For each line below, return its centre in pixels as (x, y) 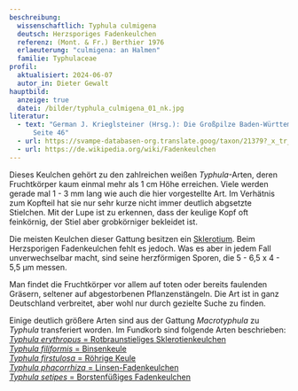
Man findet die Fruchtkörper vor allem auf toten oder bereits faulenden (138, 284)
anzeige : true (43, 100)
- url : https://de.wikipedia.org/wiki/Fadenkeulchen (117, 149)
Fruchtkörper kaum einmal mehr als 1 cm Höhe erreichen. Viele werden (139, 184)
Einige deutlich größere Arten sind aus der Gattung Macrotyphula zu (134, 320)
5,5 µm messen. (39, 267)
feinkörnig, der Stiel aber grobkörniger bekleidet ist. (103, 222)
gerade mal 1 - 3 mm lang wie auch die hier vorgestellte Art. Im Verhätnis (142, 193)
